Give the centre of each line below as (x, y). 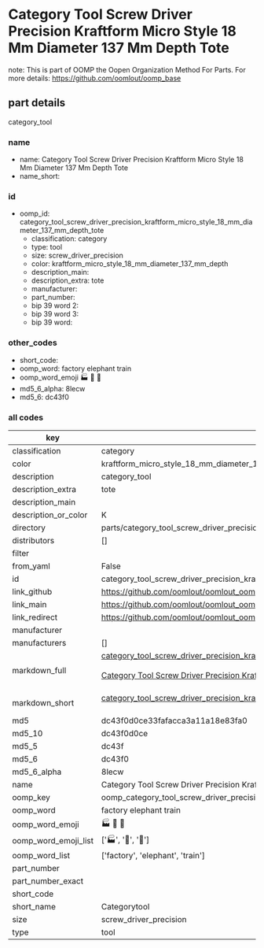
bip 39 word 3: (55, 314)
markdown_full (39, 670)
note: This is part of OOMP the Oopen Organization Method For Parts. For (127, 69)
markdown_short (43, 702)
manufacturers (39, 642)
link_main (29, 604)
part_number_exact (48, 881)
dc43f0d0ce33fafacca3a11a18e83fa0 (174, 720)
